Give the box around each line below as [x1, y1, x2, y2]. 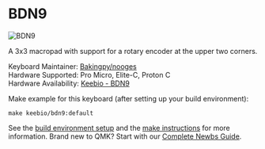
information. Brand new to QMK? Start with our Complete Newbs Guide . [8, 132, 242, 141]
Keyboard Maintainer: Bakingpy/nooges [8, 61, 137, 71]
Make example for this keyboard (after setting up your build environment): [8, 94, 249, 103]
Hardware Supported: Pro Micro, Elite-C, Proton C [8, 70, 171, 79]
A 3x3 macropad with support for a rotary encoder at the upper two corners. [8, 46, 258, 55]
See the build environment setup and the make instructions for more [8, 123, 231, 132]
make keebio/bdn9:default [8, 109, 93, 117]
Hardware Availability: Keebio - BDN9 [8, 78, 131, 88]
